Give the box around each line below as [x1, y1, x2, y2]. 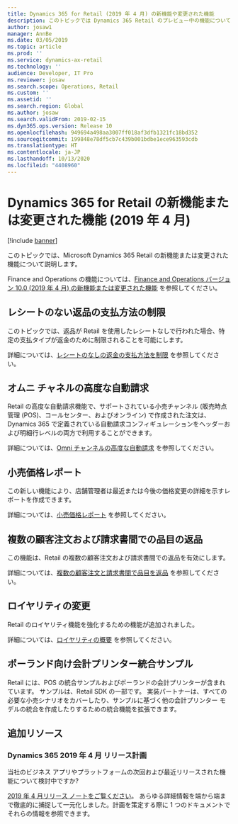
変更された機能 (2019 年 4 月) [20, 212, 191, 228]
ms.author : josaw [7, 109, 59, 116]
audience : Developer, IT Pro [7, 69, 93, 77]
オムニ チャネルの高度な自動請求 [7, 382, 149, 394]
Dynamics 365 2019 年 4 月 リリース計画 [7, 750, 147, 760]
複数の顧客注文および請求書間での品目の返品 [7, 533, 203, 546]
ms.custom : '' [7, 89, 50, 96]
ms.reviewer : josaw [7, 76, 65, 84]
